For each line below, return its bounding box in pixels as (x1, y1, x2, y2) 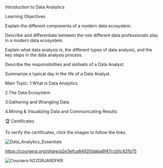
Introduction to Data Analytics (5, 4, 65, 10)
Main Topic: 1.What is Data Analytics (5, 80, 78, 86)
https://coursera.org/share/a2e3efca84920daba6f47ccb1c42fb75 (5, 148, 137, 154)
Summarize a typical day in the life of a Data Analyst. (5, 71, 111, 77)
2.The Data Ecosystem (5, 90, 51, 95)
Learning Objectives (5, 14, 45, 19)
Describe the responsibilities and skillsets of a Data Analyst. (5, 62, 125, 67)
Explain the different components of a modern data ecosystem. (5, 23, 132, 29)
